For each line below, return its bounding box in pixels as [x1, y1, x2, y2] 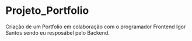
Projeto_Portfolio [5, 4, 89, 17]
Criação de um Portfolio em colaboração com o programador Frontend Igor [5, 23, 186, 30]
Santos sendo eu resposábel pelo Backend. [5, 29, 110, 36]
